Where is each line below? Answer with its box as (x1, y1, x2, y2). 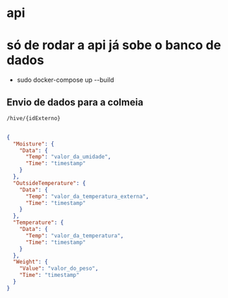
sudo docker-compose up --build (16, 76, 114, 84)
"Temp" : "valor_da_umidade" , (25, 153, 112, 160)
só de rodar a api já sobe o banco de (6, 37, 222, 54)
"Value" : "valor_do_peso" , (19, 265, 99, 273)
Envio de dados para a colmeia (6, 96, 144, 108)
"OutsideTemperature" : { (13, 179, 86, 186)
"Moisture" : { (13, 140, 54, 148)
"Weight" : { (13, 258, 49, 266)
